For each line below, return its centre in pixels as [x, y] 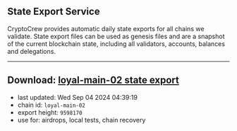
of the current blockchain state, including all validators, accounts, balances [116, 44]
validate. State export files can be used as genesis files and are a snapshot [116, 36]
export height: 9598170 [50, 112]
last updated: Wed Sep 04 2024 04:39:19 [77, 97]
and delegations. [32, 51]
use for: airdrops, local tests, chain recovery [81, 120]
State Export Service [54, 12]
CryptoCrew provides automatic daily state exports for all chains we [106, 28]
